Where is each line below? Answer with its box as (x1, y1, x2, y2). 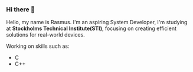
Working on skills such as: (6, 42, 70, 50)
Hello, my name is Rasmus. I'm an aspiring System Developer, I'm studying (6, 19, 188, 26)
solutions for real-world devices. (6, 31, 86, 38)
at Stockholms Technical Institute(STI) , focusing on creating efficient (6, 25, 177, 32)
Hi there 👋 (6, 5, 35, 14)
